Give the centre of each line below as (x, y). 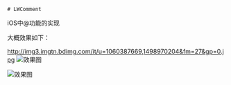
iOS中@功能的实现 (34, 23)
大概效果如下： (28, 38)
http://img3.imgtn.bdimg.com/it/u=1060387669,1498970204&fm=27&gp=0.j (115, 51)
